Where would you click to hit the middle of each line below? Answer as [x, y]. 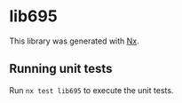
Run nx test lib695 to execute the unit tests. [91, 90]
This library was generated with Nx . [74, 41]
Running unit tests [61, 69]
